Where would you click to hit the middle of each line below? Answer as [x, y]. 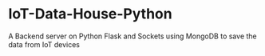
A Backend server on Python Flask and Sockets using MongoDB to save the [132, 36]
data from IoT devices [44, 44]
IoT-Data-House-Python [91, 14]
